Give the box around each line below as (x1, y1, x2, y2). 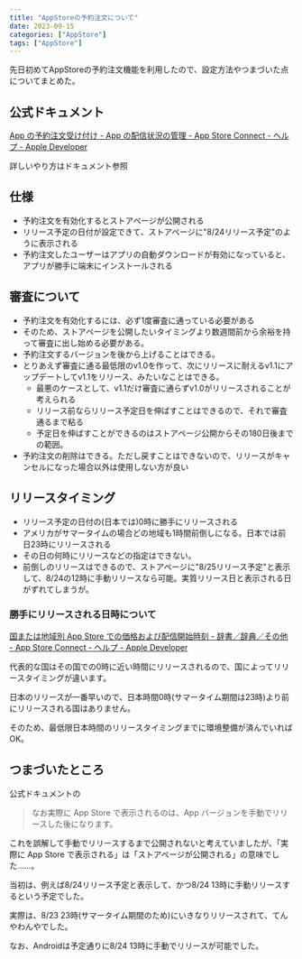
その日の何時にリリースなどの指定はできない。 (22, 549, 197, 560)
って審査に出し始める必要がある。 (22, 337, 150, 348)
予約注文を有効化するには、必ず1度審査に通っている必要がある (22, 315, 255, 326)
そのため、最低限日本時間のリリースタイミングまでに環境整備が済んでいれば (9, 722, 293, 733)
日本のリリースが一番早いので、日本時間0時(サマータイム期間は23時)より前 (9, 691, 290, 702)
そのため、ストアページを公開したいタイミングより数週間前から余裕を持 (22, 326, 291, 337)
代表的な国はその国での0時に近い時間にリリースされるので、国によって (9, 660, 274, 672)
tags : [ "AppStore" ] (9, 38, 83, 48)
